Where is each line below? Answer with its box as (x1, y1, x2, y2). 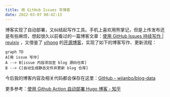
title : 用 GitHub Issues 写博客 (5, 7, 71, 13)
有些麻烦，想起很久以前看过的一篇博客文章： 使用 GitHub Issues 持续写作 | (9, 33, 164, 39)
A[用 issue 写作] (5, 55, 39, 60)
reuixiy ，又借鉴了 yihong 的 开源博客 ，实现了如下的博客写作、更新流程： (5, 39, 157, 45)
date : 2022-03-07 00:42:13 (5, 12, 62, 17)
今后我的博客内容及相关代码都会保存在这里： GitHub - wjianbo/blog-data (5, 75, 156, 81)
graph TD (5, 49, 24, 55)
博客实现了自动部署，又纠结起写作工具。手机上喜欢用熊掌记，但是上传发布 (5, 26, 160, 33)
